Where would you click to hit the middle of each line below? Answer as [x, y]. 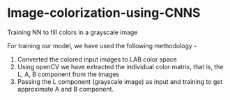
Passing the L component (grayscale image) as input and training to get [120, 81]
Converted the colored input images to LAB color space [97, 59]
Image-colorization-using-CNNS [104, 13]
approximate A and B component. [65, 89]
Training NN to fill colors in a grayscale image [72, 32]
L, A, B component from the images [68, 74]
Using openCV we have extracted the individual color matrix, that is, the [120, 66]
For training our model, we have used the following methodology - [102, 45]
